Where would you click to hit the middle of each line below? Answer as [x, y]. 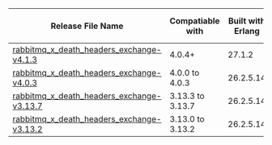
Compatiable [195, 21]
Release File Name [87, 26]
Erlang [247, 31]
